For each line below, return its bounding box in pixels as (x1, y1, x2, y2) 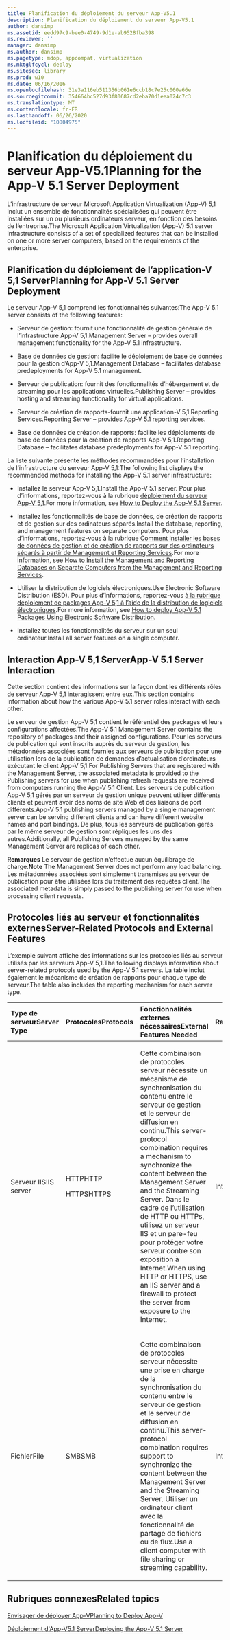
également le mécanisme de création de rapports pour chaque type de (7, 973, 207, 981)
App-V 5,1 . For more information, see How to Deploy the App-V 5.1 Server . (16, 499, 223, 507)
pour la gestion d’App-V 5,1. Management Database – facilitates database (16, 359, 221, 368)
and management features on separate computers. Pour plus (16, 527, 190, 535)
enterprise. (7, 244, 38, 252)
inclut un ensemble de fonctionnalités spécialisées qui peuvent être (7, 207, 197, 216)
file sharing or (140, 1554, 185, 1564)
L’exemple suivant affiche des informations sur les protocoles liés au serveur (7, 951, 223, 959)
